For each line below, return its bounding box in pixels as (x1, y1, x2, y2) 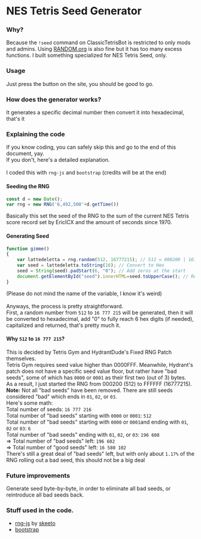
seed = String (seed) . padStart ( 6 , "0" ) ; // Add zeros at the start (17, 268, 186, 274)
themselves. (6, 354, 36, 362)
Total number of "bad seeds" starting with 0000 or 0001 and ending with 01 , (6, 418, 188, 425)
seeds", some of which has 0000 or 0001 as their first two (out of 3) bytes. (6, 373, 187, 381)
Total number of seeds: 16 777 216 (6, 405, 92, 413)
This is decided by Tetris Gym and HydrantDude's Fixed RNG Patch (6, 348, 172, 356)
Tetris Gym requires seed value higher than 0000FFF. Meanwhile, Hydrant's (6, 361, 193, 368)
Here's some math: (6, 399, 53, 406)
